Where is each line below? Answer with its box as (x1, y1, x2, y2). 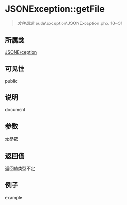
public (5, 78, 18, 84)
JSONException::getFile (5, 3, 105, 15)
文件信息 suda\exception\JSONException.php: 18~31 (17, 20, 123, 26)
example (5, 194, 22, 200)
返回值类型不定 (5, 165, 35, 171)
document (5, 107, 26, 113)
